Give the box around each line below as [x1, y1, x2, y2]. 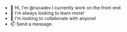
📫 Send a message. [10, 21, 53, 27]
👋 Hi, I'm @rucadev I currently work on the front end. [10, 5, 122, 10]
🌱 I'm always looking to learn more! [10, 10, 84, 16]
